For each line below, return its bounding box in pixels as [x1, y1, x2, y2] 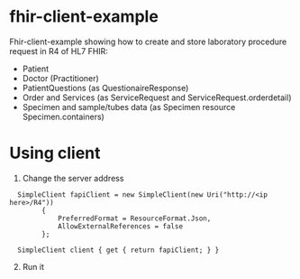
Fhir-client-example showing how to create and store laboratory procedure [9, 36, 287, 47]
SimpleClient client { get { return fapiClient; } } [17, 246, 220, 255]
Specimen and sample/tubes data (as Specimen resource [22, 101, 236, 112]
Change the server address [22, 172, 124, 183]
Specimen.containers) [22, 111, 105, 122]
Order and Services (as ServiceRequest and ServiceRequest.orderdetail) [22, 92, 292, 103]
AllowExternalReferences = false [57, 221, 183, 231]
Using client [9, 143, 101, 163]
